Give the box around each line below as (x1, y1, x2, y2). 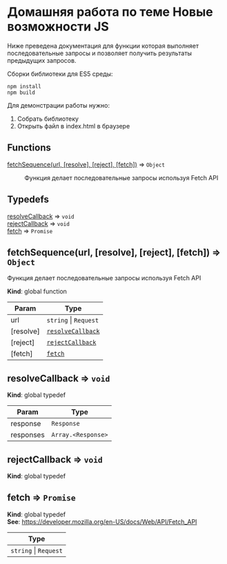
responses (10, 430, 45, 440)
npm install (7, 83, 41, 90)
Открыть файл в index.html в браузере (17, 121, 130, 130)
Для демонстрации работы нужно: (7, 101, 110, 109)
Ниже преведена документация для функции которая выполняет (7, 41, 199, 50)
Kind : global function (7, 287, 68, 295)
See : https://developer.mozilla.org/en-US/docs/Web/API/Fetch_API (7, 517, 197, 525)
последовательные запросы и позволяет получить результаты (7, 49, 192, 57)
